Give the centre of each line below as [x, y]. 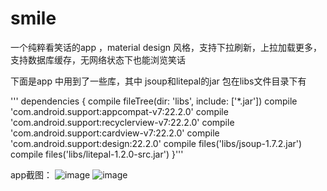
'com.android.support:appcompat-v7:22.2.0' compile [119, 111]
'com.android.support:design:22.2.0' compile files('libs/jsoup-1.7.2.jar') [156, 143]
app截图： [31, 174]
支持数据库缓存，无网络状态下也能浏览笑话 [98, 59]
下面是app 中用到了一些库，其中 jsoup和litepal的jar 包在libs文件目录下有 [158, 81]
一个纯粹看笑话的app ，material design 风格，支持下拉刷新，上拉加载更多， [166, 47]
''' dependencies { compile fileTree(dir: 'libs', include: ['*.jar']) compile [154, 101]
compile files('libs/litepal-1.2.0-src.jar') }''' [97, 154]
